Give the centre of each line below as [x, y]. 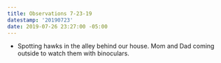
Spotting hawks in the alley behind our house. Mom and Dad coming [116, 46]
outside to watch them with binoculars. [73, 53]
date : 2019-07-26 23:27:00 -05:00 [58, 26]
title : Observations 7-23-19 [50, 13]
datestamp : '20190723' [40, 20]
